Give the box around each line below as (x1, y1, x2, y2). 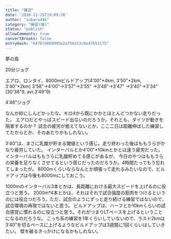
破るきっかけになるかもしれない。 (29, 228, 101, 234)
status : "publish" (5, 27, 45, 32)
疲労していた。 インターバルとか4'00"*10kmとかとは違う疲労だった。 (14, 147, 163, 153)
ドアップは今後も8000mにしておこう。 (5, 172, 88, 178)
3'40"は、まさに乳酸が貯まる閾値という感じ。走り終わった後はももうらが (5, 140, 161, 146)
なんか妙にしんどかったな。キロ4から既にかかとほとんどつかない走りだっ (5, 110, 161, 116)
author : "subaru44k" (5, 17, 50, 22)
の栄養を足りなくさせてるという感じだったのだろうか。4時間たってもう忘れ (5, 160, 165, 166)
